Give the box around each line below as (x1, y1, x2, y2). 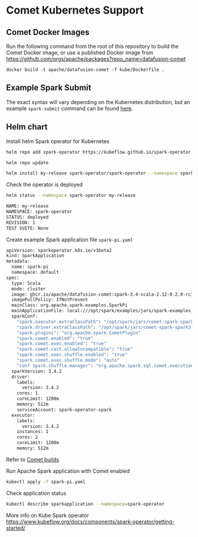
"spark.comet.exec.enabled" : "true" (16, 341, 107, 347)
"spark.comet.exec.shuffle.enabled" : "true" (16, 352, 128, 358)
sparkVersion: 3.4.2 (11, 368, 62, 374)
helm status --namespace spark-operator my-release (6, 193, 136, 199)
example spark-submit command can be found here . (6, 105, 133, 112)
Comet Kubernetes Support (6, 4, 144, 17)
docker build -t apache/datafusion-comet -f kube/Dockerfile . (6, 67, 165, 73)
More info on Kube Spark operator (6, 512, 90, 519)
